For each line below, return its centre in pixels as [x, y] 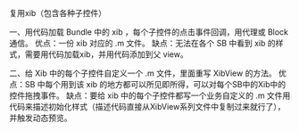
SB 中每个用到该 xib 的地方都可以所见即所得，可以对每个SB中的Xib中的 [155, 84]
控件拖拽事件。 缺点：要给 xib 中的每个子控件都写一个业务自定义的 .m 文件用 [150, 95]
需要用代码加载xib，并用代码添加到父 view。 [107, 54]
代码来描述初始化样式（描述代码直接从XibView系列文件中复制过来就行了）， [147, 106]
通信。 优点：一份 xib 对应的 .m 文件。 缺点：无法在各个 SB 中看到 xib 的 [143, 43]
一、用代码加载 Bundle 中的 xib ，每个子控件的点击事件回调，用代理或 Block [149, 32]
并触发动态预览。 [41, 118]
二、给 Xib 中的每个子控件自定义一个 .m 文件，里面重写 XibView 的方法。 [143, 73]
